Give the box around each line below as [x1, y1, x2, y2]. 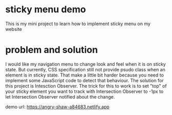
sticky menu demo [5, 4, 86, 15]
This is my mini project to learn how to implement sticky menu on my [5, 21, 150, 27]
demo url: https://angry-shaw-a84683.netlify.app [5, 104, 109, 110]
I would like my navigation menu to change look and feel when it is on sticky [5, 61, 166, 67]
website [5, 26, 22, 32]
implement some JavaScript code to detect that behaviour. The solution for [5, 77, 164, 83]
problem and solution [5, 44, 98, 56]
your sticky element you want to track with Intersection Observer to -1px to [5, 88, 164, 94]
